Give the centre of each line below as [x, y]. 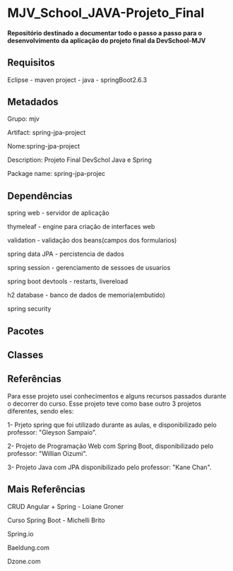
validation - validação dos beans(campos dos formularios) [92, 240]
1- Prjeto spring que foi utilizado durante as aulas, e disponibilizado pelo [112, 425]
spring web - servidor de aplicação [58, 213]
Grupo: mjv [24, 119]
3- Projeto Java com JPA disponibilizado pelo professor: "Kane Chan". [109, 467]
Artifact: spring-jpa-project [47, 133]
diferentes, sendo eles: [41, 411]
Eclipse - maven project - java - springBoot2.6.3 [77, 80]
